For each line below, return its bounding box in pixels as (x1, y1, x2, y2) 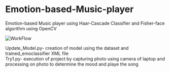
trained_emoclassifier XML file (5, 50, 69, 56)
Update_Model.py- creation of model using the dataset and (5, 45, 129, 51)
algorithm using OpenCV (5, 25, 57, 31)
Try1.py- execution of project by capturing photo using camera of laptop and (5, 55, 165, 61)
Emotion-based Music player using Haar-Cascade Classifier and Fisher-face (5, 20, 165, 26)
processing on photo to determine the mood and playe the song (5, 61, 139, 67)
